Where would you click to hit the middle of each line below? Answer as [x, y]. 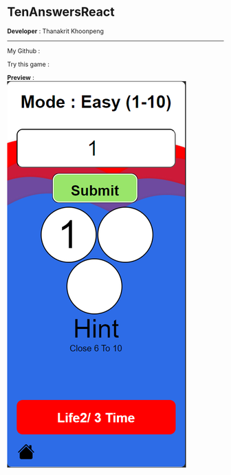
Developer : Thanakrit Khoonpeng [56, 31]
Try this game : [28, 64]
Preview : [21, 77]
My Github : [24, 51]
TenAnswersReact [61, 12]
